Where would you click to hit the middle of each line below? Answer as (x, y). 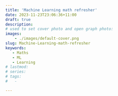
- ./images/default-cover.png (47, 39)
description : (19, 24)
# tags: (14, 77)
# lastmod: (17, 67)
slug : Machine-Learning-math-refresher (48, 43)
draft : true (18, 19)
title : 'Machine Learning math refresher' (51, 10)
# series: (16, 72)
